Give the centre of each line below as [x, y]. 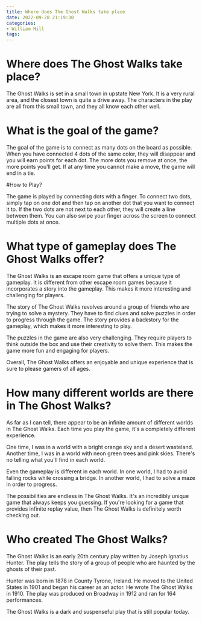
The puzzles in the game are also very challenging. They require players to [99, 338]
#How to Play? [24, 185]
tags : [13, 34]
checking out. [23, 515]
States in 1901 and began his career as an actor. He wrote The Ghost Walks [99, 587]
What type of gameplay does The [91, 246]
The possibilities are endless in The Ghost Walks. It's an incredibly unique [98, 496]
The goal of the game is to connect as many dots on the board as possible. [99, 147]
